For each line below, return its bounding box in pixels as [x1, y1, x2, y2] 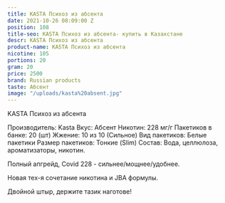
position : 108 [7, 24, 50, 31]
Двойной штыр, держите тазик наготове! [7, 187, 132, 196]
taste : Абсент [7, 83, 50, 90]
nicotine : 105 [7, 51, 50, 58]
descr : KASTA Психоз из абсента [7, 37, 103, 44]
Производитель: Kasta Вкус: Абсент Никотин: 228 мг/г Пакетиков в [7, 123, 212, 132]
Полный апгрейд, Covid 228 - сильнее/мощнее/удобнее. [7, 160, 180, 168]
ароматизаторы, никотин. [7, 146, 85, 155]
